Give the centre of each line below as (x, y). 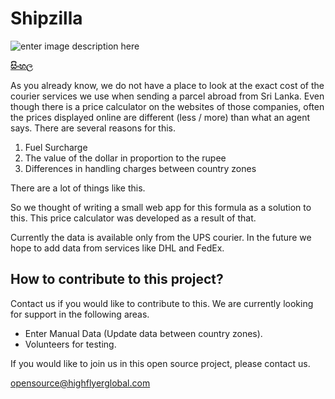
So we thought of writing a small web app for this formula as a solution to (161, 207)
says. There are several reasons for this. (93, 128)
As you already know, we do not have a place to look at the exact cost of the (167, 85)
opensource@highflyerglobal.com (80, 383)
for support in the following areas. (80, 314)
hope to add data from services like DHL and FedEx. (117, 248)
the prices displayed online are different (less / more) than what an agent (160, 117)
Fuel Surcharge (56, 147)
